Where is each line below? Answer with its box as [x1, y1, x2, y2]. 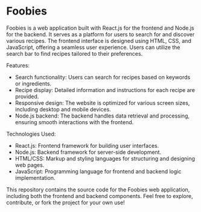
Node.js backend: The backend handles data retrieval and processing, [14, 112, 190, 119]
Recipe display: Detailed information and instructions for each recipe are [14, 86, 195, 93]
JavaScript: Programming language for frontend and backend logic [14, 168, 182, 175]
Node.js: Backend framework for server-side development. [14, 148, 162, 156]
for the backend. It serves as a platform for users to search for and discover [6, 30, 195, 38]
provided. [14, 93, 39, 100]
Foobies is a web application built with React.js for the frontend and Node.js [6, 24, 194, 31]
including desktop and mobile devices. [14, 105, 112, 113]
